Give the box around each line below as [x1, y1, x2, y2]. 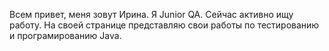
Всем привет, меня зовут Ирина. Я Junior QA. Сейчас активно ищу [9, 9, 294, 20]
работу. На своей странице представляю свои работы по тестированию [9, 19, 320, 31]
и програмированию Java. [9, 30, 122, 41]
